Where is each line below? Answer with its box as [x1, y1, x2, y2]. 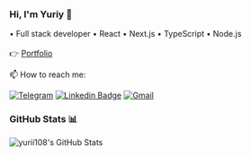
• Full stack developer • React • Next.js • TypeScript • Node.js [9, 29, 242, 39]
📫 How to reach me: [9, 69, 86, 80]
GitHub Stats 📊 [9, 113, 78, 126]
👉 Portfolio [9, 48, 53, 59]
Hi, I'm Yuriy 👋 [9, 8, 73, 21]
